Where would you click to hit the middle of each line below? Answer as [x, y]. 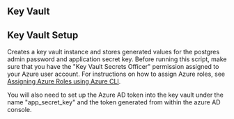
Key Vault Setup [43, 35]
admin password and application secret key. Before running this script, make [117, 59]
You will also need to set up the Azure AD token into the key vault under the [116, 95]
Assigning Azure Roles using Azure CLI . [64, 81]
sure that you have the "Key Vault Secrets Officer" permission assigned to [113, 67]
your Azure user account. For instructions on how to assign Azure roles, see [116, 74]
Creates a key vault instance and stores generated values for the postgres [114, 52]
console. [20, 110]
